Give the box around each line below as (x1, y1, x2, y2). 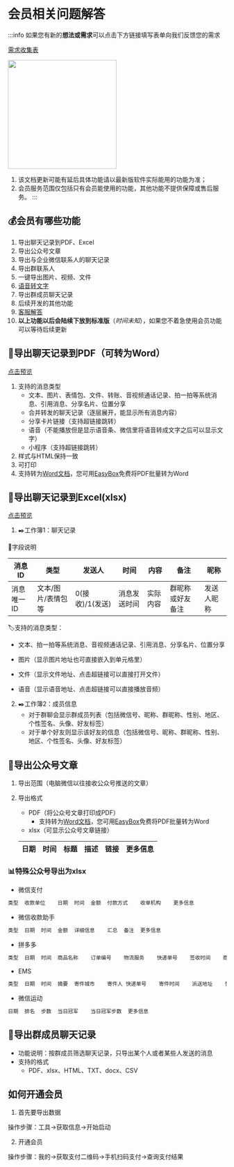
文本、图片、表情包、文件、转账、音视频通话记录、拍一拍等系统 (28, 391, 211, 399)
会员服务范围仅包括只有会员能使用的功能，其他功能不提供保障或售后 (17, 184, 213, 192)
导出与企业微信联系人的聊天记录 (17, 255, 110, 263)
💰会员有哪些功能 (8, 215, 81, 227)
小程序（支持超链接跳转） (28, 443, 102, 451)
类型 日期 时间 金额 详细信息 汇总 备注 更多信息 (8, 927, 162, 934)
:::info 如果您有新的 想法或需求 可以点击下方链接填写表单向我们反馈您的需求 (8, 31, 221, 39)
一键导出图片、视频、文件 (17, 272, 92, 281)
